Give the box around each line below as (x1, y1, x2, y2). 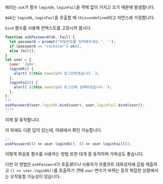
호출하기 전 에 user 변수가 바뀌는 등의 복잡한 (58, 167, 142, 173)
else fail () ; (9, 48, 36, 53)
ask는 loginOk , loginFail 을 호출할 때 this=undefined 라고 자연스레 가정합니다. (5, 15, 155, 20)
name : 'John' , (9, 62, 38, 67)
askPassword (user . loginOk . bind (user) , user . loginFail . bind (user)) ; (5, 103, 145, 108)
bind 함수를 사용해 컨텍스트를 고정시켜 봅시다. (5, 25, 92, 31)
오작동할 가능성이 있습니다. (10, 173, 61, 179)
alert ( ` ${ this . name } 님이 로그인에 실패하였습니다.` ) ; (14, 84, 112, 89)
